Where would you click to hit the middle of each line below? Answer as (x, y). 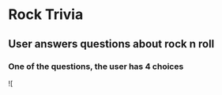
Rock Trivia (46, 15)
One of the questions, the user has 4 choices (96, 66)
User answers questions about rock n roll (111, 44)
